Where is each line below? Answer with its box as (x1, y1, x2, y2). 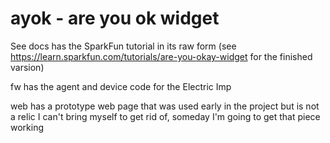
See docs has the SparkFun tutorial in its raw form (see (10, 40, 237, 52)
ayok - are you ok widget (10, 7, 220, 30)
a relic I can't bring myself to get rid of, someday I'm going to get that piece (10, 110, 321, 122)
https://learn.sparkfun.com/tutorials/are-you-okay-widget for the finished (10, 50, 313, 62)
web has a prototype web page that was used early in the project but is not (10, 100, 320, 112)
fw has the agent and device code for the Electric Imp (10, 80, 232, 92)
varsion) (10, 61, 45, 73)
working (10, 121, 45, 133)
